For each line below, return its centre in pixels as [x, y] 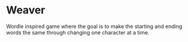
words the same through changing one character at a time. [78, 32]
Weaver [26, 10]
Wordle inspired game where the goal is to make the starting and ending [94, 26]
